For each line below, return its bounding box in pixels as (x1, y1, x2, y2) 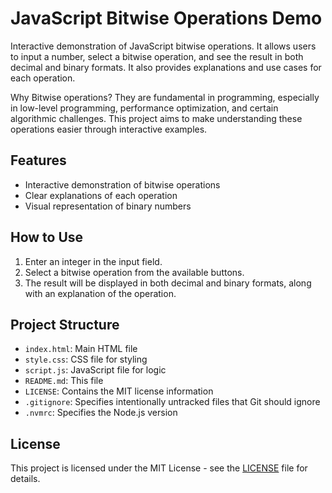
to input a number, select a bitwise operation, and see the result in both (10, 50, 304, 62)
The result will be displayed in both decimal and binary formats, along (24, 277, 312, 289)
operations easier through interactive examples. (10, 123, 208, 135)
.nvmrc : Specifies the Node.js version (24, 407, 178, 419)
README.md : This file (24, 375, 104, 387)
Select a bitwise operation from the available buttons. (24, 266, 245, 278)
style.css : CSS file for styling (24, 353, 148, 366)
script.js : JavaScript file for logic (24, 364, 167, 376)
